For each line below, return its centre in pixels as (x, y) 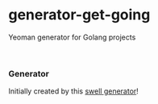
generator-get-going (79, 15)
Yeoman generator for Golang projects (72, 37)
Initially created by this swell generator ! (73, 91)
